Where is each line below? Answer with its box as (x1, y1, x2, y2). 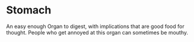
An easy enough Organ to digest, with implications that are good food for (6, 23, 185, 30)
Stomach (6, 3, 52, 17)
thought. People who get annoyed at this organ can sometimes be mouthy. (6, 29, 189, 36)
